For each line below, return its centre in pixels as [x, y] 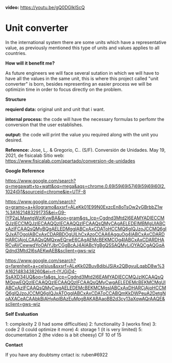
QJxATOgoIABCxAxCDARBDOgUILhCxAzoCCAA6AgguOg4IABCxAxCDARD [85, 234]
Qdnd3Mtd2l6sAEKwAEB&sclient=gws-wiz [50, 250]
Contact [14, 345]
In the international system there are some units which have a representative [86, 42]
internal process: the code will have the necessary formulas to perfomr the [85, 119]
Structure [16, 99]
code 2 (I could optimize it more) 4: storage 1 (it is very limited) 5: [74, 329]
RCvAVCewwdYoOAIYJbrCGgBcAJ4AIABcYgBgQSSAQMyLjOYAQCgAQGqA [85, 245]
